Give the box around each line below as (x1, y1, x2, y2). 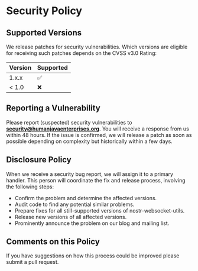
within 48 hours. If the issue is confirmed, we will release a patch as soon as (6, 131, 192, 138)
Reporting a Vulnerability (6, 103, 100, 113)
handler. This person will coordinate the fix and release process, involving (6, 177, 186, 184)
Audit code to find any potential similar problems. (14, 201, 135, 208)
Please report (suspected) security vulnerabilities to (6, 119, 132, 126)
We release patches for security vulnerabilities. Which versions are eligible (6, 43, 188, 50)
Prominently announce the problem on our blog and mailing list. (14, 220, 170, 227)
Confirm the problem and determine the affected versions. (14, 194, 157, 201)
